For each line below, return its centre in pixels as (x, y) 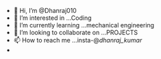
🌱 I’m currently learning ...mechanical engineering (84, 25)
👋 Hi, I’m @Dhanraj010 (45, 11)
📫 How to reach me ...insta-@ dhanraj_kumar (78, 40)
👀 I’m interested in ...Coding (52, 18)
